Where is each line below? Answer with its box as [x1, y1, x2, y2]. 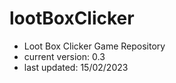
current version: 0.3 [23, 50, 106, 62]
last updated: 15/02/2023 [23, 61, 129, 73]
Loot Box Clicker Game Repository [23, 40, 166, 52]
